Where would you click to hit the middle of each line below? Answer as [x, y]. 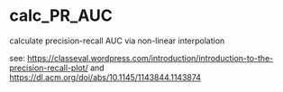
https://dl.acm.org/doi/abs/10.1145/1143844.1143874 [105, 77]
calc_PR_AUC [61, 16]
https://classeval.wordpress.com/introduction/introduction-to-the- [150, 58]
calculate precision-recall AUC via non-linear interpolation [117, 41]
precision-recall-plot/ [49, 68]
